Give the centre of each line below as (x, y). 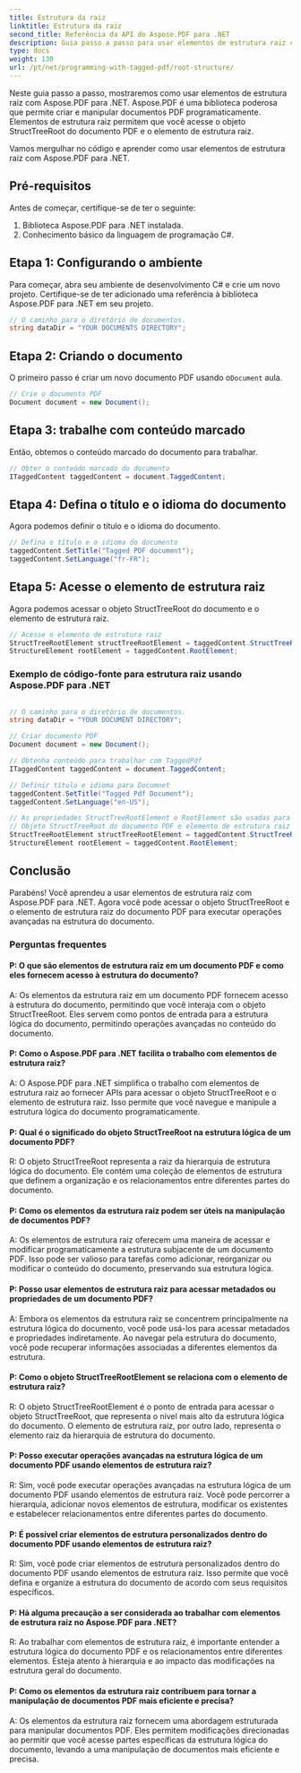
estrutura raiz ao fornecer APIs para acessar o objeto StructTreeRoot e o (143, 1093)
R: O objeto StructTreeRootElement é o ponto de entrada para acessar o (142, 1407)
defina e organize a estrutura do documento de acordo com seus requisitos (149, 1583)
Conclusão (40, 871)
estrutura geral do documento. (66, 1671)
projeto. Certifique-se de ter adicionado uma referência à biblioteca (134, 294)
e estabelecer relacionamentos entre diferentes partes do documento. (139, 1514)
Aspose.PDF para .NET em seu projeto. (82, 303)
